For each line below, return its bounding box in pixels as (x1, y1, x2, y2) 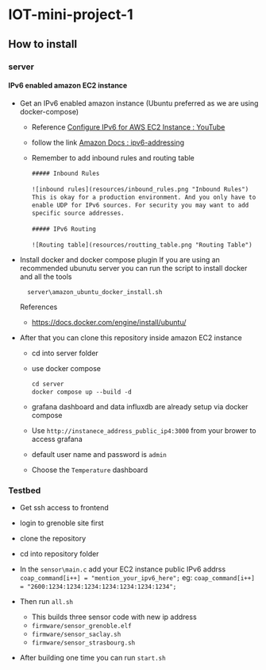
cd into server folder (31, 348, 99, 358)
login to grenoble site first (19, 518, 105, 528)
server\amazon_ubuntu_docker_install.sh (27, 288, 163, 296)
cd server (31, 380, 65, 388)
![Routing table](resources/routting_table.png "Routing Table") (31, 241, 253, 249)
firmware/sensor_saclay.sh (31, 630, 121, 638)
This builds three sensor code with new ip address (31, 612, 197, 622)
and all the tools (19, 272, 72, 281)
